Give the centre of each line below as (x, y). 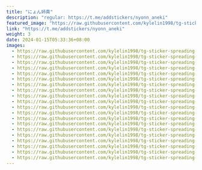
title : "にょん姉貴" (29, 12)
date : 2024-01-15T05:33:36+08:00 (48, 40)
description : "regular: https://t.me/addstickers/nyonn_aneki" (87, 17)
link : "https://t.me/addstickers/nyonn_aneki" (66, 29)
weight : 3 (19, 34)
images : (16, 46)
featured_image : (26, 23)
